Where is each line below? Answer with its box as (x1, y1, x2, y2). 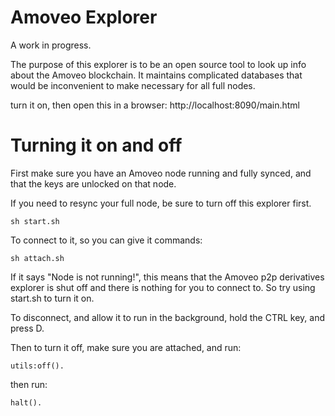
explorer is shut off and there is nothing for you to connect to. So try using (10, 281, 316, 293)
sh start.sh (10, 216, 60, 226)
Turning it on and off (10, 134, 183, 157)
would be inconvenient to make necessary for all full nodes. (10, 79, 256, 91)
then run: (10, 378, 48, 390)
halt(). (10, 397, 43, 408)
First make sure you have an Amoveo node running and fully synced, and (10, 167, 312, 179)
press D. (10, 322, 45, 334)
